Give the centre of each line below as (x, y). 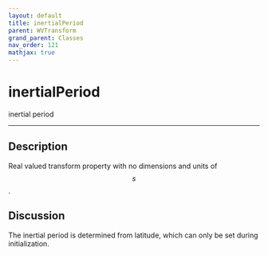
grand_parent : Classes (46, 38)
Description (38, 147)
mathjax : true (32, 53)
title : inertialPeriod (46, 23)
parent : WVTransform (43, 30)
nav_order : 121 (33, 45)
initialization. (29, 243)
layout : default (35, 16)
